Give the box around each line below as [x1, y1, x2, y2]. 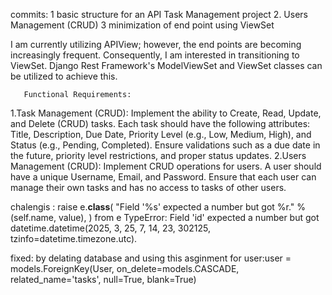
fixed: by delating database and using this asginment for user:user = [10, 252, 292, 264]
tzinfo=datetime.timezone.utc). [10, 233, 138, 244]
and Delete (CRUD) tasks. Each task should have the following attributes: [10, 118, 311, 129]
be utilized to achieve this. [10, 70, 118, 82]
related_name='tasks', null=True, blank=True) [10, 274, 197, 285]
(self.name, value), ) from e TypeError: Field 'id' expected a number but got [10, 212, 320, 223]
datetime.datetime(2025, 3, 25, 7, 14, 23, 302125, [10, 222, 211, 234]
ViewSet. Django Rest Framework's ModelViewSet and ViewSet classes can [10, 60, 323, 71]
